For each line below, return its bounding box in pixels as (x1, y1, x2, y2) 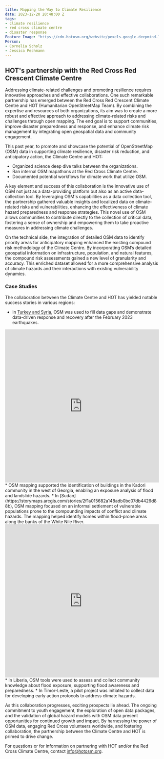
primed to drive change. (5, 734, 54, 739)
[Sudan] (60, 492, 76, 498)
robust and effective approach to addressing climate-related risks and (5, 113, 146, 119)
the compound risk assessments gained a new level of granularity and (5, 255, 146, 261)
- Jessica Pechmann (5, 48, 45, 53)
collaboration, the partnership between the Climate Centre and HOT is (5, 728, 145, 734)
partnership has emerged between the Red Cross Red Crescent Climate (5, 98, 149, 103)
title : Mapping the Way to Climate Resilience (5, 7, 102, 12)
